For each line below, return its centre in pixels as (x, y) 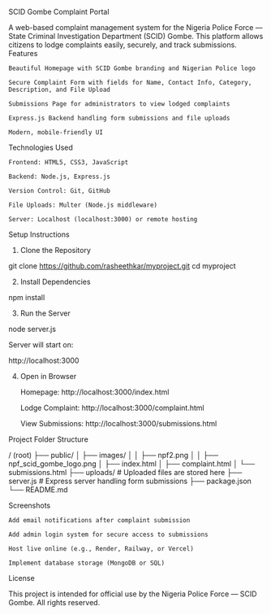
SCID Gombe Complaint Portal (59, 12)
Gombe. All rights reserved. (54, 602)
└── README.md (38, 490)
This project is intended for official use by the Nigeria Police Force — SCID (133, 594)
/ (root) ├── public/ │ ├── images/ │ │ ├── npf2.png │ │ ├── (114, 455)
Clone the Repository (56, 250)
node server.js (32, 329)
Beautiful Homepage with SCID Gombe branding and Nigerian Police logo (132, 68)
